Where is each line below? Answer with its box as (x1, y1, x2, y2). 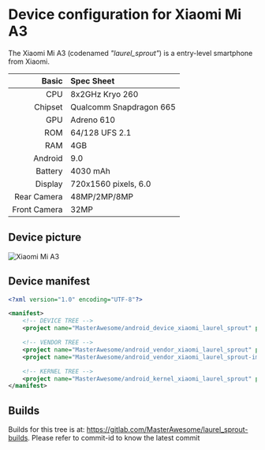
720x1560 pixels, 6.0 (70, 178, 151, 189)
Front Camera (12, 203, 63, 214)
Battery (35, 165, 63, 177)
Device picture (8, 231, 82, 244)
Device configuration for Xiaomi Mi (8, 6, 242, 24)
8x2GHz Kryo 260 (70, 88, 139, 99)
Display (35, 178, 63, 189)
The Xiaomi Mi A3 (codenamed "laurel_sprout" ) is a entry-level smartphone (8, 48, 253, 58)
